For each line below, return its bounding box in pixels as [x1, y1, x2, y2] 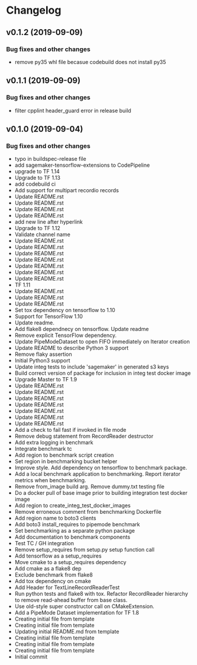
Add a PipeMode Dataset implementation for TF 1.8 [14, 609, 139, 616]
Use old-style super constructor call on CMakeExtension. [14, 603, 155, 610]
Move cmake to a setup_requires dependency [14, 559, 127, 566]
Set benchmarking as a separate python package [14, 527, 135, 534]
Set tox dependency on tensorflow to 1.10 [14, 307, 115, 314]
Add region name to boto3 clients [14, 514, 96, 522]
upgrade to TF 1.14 [14, 168, 60, 175]
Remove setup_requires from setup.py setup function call [14, 546, 155, 553]
